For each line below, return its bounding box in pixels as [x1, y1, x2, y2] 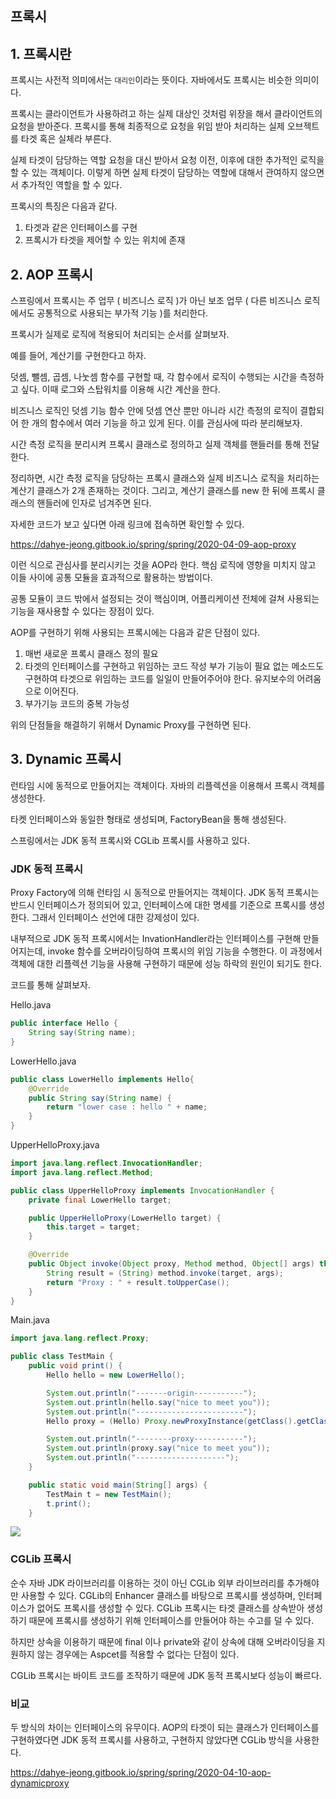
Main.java [10, 1314, 50, 1326]
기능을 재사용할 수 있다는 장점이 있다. [10, 605, 155, 617]
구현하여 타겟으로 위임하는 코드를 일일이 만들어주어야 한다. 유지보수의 [24, 673, 295, 685]
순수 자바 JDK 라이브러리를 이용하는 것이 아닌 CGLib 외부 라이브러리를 [10, 1577, 285, 1589]
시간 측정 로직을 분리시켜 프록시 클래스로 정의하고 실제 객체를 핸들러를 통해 [10, 438, 302, 451]
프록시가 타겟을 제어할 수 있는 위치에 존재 [24, 234, 186, 246]
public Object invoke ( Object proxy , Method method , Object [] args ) [28, 1259, 315, 1269]
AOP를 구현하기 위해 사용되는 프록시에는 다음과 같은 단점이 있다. [10, 627, 261, 639]
